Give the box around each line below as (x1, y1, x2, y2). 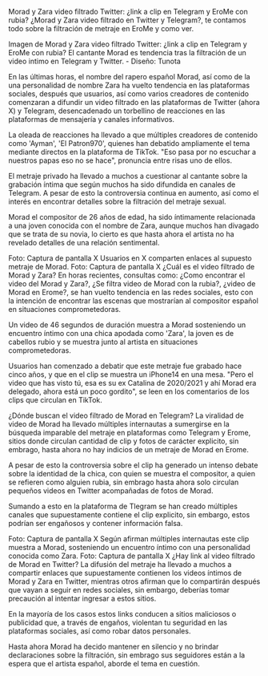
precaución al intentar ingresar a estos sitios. (8, 593, 157, 603)
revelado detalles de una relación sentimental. (8, 238, 160, 247)
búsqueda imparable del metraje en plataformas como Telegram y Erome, (8, 428, 251, 437)
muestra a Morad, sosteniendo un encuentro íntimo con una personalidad (8, 543, 250, 552)
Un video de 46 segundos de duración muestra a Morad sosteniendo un (8, 320, 246, 330)
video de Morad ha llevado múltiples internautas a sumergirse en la (8, 419, 230, 428)
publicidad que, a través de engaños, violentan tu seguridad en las (8, 617, 228, 627)
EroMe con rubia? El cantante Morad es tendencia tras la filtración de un (8, 48, 246, 57)
